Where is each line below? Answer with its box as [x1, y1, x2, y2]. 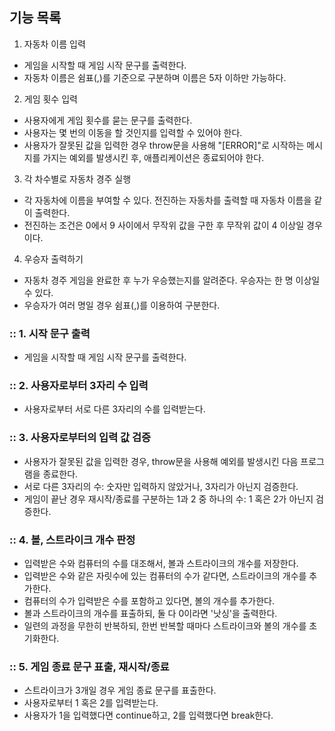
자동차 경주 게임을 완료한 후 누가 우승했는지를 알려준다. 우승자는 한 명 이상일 [23, 274, 321, 286]
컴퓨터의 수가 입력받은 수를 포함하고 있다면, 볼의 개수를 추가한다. [23, 595, 276, 607]
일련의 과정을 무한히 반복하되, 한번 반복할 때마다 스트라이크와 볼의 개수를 [23, 620, 307, 632]
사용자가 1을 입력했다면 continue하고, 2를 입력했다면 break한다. [23, 709, 274, 722]
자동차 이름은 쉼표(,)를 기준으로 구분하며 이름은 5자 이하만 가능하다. [23, 71, 287, 83]
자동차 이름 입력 [23, 38, 86, 50]
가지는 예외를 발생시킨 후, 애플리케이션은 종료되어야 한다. [42, 151, 265, 163]
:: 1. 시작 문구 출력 [9, 326, 91, 340]
